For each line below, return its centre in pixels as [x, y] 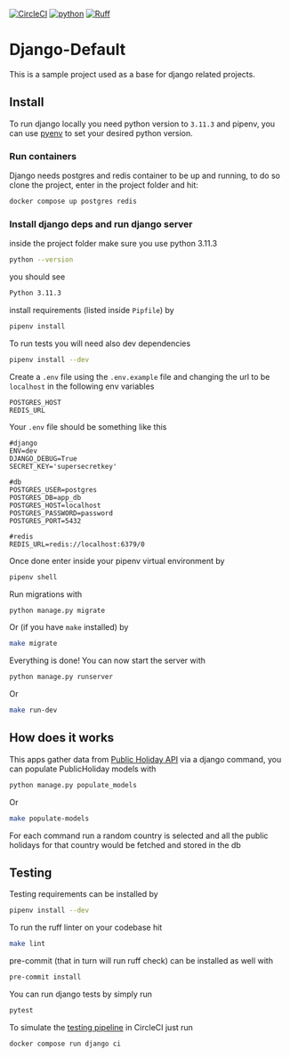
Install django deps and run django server [101, 224]
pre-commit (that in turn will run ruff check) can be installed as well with [141, 961]
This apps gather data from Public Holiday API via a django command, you [145, 759]
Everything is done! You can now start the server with [108, 661]
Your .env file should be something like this [88, 426]
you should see [37, 277]
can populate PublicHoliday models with [83, 769]
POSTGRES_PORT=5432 [45, 520]
